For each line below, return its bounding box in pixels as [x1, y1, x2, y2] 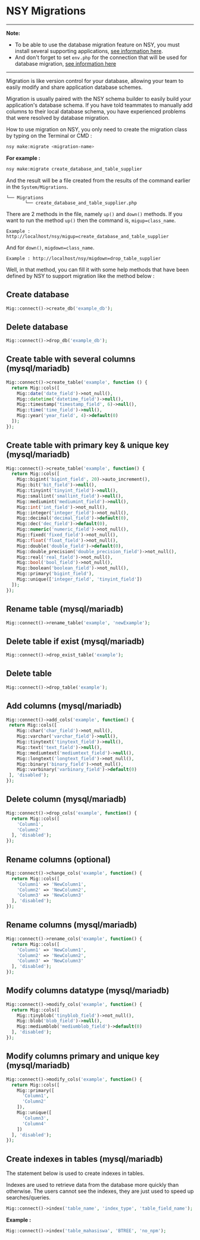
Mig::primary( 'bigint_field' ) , [17, 571, 95, 577]
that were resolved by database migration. [6, 114, 110, 121]
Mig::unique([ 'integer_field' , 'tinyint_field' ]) [17, 576, 143, 582]
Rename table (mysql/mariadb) [6, 604, 124, 614]
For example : [6, 154, 40, 162]
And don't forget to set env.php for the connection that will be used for [14, 54, 187, 61]
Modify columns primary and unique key [6, 1051, 160, 1062]
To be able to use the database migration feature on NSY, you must [14, 41, 180, 48]
